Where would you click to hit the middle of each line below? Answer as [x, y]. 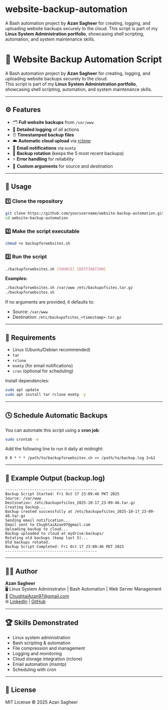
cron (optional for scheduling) [43, 371]
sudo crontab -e [22, 439]
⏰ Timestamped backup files [43, 134]
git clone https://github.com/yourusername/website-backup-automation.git [85, 214]
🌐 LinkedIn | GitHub [25, 602]
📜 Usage [18, 187]
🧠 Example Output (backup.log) [55, 478]
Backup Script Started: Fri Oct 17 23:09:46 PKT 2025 [62, 494]
